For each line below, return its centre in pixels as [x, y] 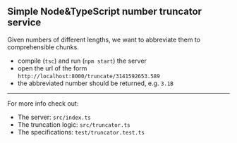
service [24, 23]
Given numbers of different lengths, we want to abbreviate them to [104, 39]
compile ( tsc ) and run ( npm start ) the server [82, 61]
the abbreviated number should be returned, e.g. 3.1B [96, 83]
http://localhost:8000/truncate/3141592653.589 [89, 76]
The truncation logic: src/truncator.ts [74, 124]
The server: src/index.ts [54, 117]
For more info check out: [43, 103]
